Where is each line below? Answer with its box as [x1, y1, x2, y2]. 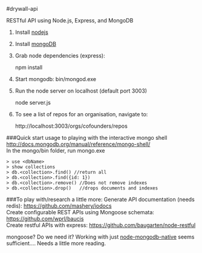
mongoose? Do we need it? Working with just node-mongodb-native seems [6, 233, 195, 240]
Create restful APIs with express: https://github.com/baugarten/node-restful [6, 222, 196, 229]
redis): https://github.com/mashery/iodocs [6, 202, 112, 209]
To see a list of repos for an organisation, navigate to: [15, 111, 148, 117]
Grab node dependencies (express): [15, 52, 105, 59]
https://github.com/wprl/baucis [6, 215, 84, 222]
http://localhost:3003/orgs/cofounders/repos [15, 122, 128, 130]
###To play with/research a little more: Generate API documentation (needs [6, 196, 195, 203]
